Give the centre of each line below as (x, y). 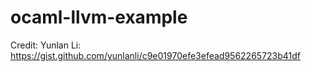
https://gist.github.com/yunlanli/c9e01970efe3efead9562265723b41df (156, 55)
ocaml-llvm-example (99, 17)
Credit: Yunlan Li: (46, 45)
